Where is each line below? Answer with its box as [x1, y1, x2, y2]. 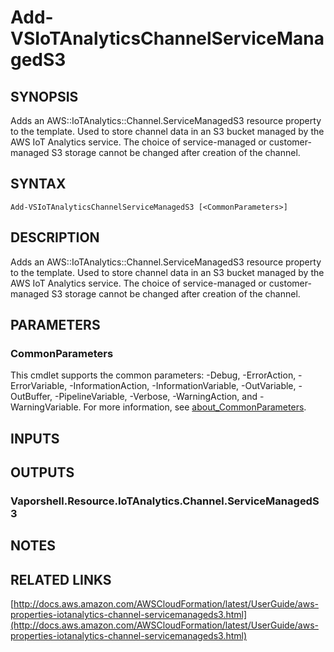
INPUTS [10, 430, 60, 447]
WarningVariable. [10, 401, 82, 413]
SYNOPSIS [10, 88, 79, 105]
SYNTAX [10, 176, 67, 193]
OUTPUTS [10, 464, 75, 481]
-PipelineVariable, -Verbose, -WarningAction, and [54, 391, 258, 403]
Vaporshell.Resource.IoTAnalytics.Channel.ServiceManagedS [10, 494, 320, 508]
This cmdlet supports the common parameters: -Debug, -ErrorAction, [10, 369, 297, 381]
